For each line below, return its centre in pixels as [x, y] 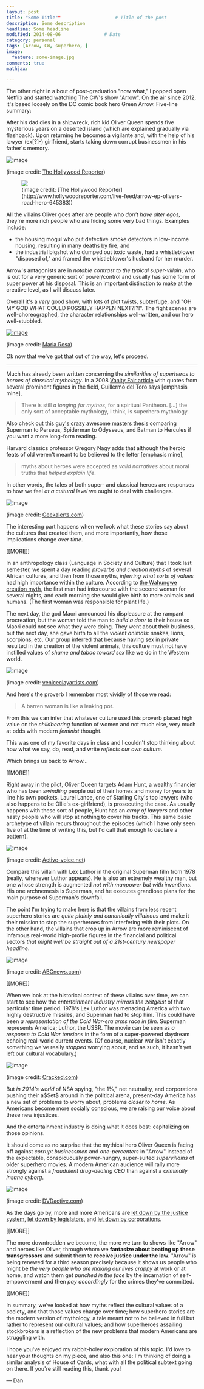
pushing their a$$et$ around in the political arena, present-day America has [101, 1095]
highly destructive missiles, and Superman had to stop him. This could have [101, 1015]
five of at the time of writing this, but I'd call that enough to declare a [92, 830]
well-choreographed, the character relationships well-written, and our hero [100, 315]
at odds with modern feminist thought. [54, 731]
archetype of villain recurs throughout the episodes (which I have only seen [101, 823]
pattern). [17, 836]
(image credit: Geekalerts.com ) [45, 515]
